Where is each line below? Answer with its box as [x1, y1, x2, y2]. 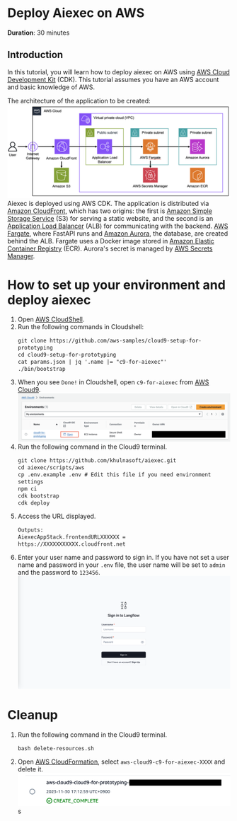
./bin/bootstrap [17, 366, 66, 373]
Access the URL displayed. [17, 512, 96, 521]
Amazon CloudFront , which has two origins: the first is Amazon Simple [7, 207, 212, 215]
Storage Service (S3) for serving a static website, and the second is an [7, 214, 214, 223]
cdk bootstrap [17, 493, 59, 500]
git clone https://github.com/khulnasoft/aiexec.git [17, 457, 177, 464]
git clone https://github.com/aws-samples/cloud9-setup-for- [17, 338, 202, 345]
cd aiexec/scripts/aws [17, 464, 85, 471]
